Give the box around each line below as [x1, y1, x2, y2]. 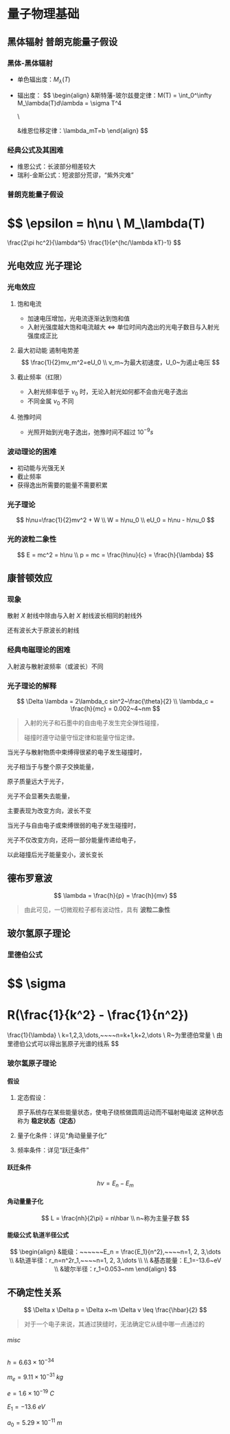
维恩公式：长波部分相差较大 [16, 162, 96, 170]
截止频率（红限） [16, 373, 66, 381]
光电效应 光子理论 [7, 260, 82, 272]
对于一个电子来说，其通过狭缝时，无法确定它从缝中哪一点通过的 [23, 1320, 205, 1328]
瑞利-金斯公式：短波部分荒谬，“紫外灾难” [16, 170, 134, 179]
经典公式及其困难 [7, 145, 64, 155]
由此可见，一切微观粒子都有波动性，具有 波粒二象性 [23, 905, 170, 914]
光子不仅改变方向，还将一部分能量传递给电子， [7, 835, 139, 844]
